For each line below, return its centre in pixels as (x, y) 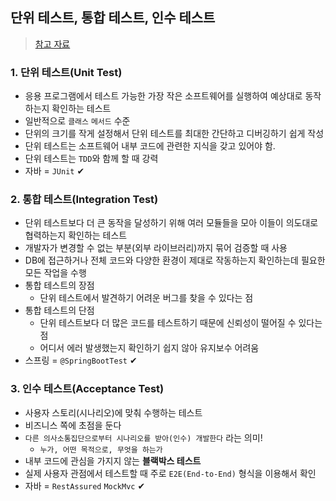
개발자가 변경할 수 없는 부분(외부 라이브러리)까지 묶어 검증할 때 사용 (156, 248)
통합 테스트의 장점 (59, 285)
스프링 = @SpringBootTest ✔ (81, 360)
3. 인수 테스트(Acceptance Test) (87, 389)
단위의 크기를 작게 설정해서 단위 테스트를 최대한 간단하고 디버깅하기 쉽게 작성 (174, 134)
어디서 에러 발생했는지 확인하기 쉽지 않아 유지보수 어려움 (149, 348)
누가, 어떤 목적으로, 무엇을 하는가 (101, 449)
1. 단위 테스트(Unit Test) (66, 72)
